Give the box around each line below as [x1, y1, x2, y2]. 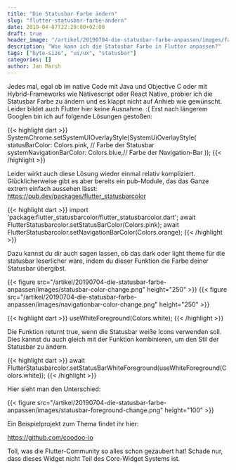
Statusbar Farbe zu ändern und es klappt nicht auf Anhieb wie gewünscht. [7, 97, 223, 106]
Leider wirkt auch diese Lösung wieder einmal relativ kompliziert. [7, 169, 195, 178]
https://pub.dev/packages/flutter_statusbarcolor [7, 192, 146, 200]
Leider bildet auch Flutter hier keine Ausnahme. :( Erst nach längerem [7, 104, 208, 113]
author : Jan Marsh [7, 63, 61, 70]
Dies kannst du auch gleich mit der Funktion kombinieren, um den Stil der [7, 335, 219, 343]
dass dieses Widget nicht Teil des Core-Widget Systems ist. [7, 454, 181, 462]
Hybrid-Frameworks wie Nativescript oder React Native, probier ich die [7, 89, 213, 98]
